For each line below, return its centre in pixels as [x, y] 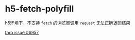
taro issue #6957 [22, 32]
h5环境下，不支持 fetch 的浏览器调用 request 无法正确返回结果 [68, 23]
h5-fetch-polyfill [40, 9]
